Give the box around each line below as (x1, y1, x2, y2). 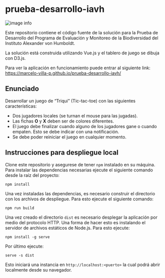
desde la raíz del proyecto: (5, 172, 60, 178)
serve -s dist (5, 253, 35, 258)
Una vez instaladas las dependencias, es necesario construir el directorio (5, 190, 156, 196)
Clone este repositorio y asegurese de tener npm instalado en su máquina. (5, 161, 156, 167)
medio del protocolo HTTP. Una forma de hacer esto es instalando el (5, 219, 146, 225)
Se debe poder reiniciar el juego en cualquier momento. (12, 134, 127, 140)
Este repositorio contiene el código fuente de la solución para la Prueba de (5, 29, 158, 35)
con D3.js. (5, 55, 26, 61)
